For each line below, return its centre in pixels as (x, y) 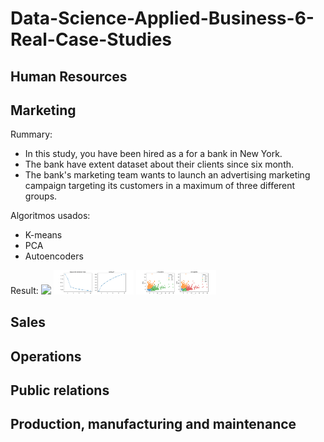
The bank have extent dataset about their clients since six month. (159, 164)
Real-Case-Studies (91, 39)
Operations (46, 356)
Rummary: (31, 134)
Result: (24, 291)
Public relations (60, 390)
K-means (43, 235)
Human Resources (69, 76)
